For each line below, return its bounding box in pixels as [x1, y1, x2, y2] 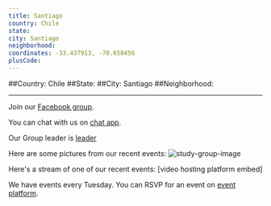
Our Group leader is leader [8, 133, 97, 142]
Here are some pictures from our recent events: [8, 148, 167, 158]
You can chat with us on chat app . [8, 117, 122, 127]
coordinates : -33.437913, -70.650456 [8, 49, 135, 57]
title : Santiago [8, 11, 63, 20]
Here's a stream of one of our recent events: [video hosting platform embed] [8, 164, 263, 174]
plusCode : [8, 57, 42, 65]
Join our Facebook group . [8, 101, 94, 111]
